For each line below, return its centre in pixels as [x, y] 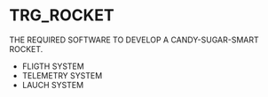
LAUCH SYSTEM [53, 85]
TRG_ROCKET [62, 15]
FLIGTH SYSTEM [53, 66]
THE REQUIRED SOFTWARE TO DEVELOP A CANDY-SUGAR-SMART [134, 40]
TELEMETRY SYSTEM [62, 75]
